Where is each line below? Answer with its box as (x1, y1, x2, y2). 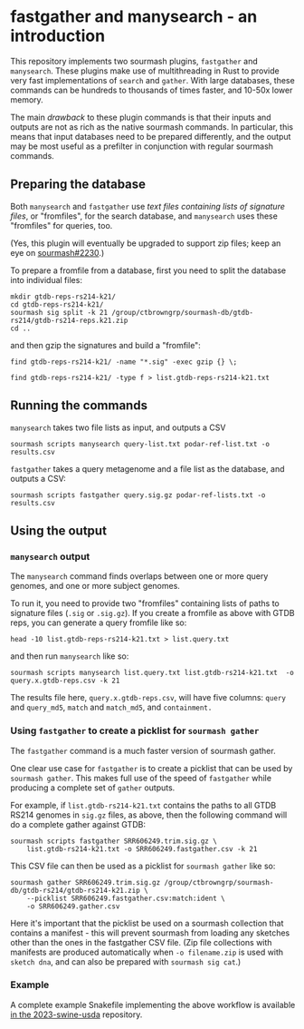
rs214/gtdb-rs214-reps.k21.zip (10, 316, 128, 325)
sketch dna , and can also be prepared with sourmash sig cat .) (10, 955, 242, 967)
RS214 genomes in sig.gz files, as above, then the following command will (10, 809, 288, 820)
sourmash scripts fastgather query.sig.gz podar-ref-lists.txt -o (10, 490, 266, 500)
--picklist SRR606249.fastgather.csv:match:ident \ (26, 894, 225, 903)
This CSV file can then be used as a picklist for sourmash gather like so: (10, 860, 276, 871)
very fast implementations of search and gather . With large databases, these (10, 74, 295, 85)
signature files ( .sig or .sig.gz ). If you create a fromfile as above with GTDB (10, 608, 295, 619)
